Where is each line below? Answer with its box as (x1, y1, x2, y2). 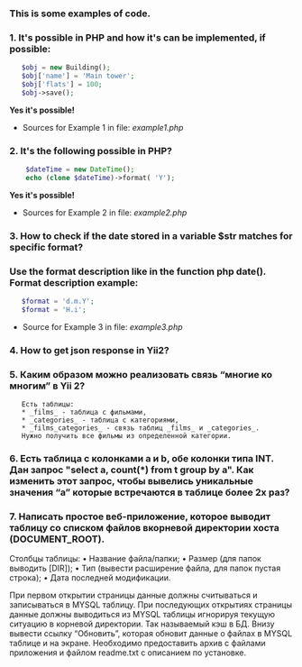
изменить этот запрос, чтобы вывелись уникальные (9, 474, 254, 487)
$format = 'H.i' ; (21, 305, 87, 314)
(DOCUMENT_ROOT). (9, 533, 105, 545)
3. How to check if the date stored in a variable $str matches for (9, 229, 293, 242)
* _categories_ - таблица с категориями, (21, 416, 179, 425)
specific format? (9, 241, 84, 253)
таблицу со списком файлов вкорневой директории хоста (9, 521, 279, 534)
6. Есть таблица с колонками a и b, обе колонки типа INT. (9, 452, 274, 464)
